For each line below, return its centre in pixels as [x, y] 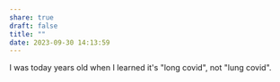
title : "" [28, 34]
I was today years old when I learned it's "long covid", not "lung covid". [140, 68]
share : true [31, 17]
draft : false [34, 26]
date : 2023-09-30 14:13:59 [60, 42]
